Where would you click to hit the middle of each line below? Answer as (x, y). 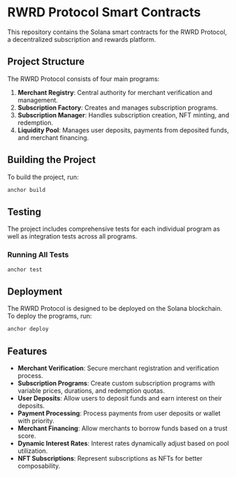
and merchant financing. (53, 137)
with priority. (36, 420)
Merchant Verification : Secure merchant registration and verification (118, 368)
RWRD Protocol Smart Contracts (104, 12)
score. (27, 435)
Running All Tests (38, 255)
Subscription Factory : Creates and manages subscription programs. (118, 108)
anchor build (26, 190)
